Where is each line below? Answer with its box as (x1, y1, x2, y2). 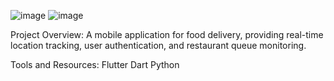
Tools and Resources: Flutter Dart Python (10, 59, 180, 70)
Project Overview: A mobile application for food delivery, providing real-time (10, 29, 324, 40)
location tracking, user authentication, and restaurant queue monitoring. (10, 40, 307, 51)
